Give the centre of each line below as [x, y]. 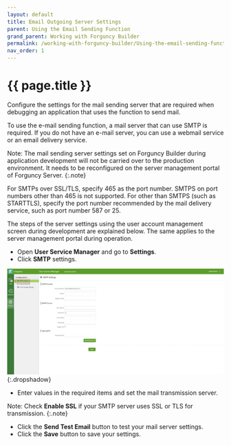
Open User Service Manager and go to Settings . [87, 252]
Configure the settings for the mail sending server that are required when [111, 105]
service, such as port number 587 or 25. [64, 210]
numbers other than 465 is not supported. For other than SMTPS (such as [112, 195]
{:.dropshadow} [29, 379]
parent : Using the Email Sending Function [69, 29]
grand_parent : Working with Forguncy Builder [73, 36]
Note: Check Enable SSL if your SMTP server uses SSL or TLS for [100, 406]
